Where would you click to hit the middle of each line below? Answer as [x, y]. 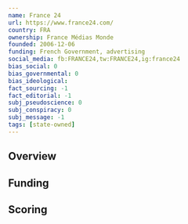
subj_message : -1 [36, 117]
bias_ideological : [38, 81]
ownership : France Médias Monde [61, 37]
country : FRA [29, 30]
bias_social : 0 [33, 67]
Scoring [28, 210]
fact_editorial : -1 [40, 96]
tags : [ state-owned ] [42, 125]
